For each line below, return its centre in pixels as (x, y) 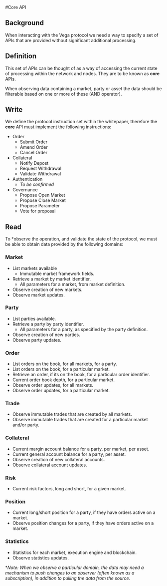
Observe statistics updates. (40, 557)
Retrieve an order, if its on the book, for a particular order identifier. (81, 375)
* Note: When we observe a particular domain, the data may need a (75, 567)
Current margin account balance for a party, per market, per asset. (81, 449)
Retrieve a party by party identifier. (48, 324)
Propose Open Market (43, 195)
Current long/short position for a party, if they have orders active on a (84, 512)
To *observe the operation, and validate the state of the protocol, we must (81, 239)
